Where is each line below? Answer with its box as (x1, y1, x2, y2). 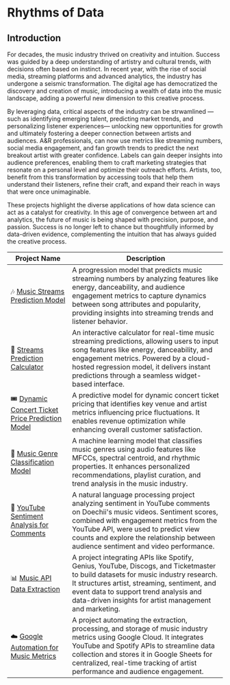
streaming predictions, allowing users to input (71, 336, 219, 346)
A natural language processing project (71, 490, 195, 499)
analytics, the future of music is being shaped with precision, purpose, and (7, 216, 218, 224)
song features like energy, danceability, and (71, 345, 213, 354)
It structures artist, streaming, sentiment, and (71, 579, 217, 588)
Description (126, 254, 166, 263)
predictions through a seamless (71, 371, 173, 380)
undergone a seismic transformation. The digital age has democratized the (7, 80, 218, 87)
